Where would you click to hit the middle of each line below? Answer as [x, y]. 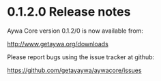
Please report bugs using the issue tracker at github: [81, 57]
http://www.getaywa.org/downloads [58, 44]
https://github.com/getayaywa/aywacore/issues [74, 70]
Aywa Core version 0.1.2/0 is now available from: [75, 31]
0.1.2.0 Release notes [69, 12]
